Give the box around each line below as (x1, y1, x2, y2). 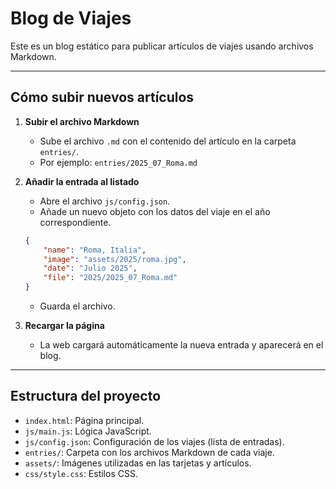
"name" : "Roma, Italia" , (43, 245, 147, 255)
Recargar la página (24, 320, 105, 331)
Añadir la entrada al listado (24, 175, 140, 187)
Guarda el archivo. (39, 300, 116, 312)
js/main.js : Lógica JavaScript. (24, 425, 152, 437)
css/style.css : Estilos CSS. (24, 467, 138, 479)
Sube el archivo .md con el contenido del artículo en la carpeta (39, 135, 297, 147)
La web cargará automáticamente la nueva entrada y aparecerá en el (39, 339, 324, 351)
